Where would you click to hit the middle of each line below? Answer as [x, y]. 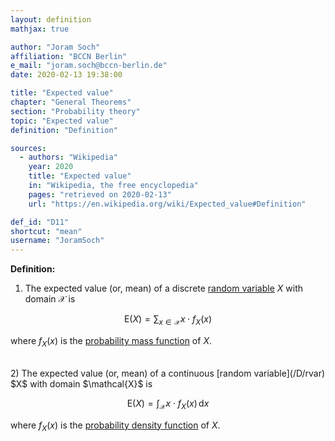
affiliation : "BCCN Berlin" [69, 56]
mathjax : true [40, 29]
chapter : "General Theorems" [71, 102]
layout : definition [51, 19]
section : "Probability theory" [75, 111]
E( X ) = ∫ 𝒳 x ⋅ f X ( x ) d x [168, 404]
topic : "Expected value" [62, 121]
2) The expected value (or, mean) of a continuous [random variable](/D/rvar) [168, 373]
